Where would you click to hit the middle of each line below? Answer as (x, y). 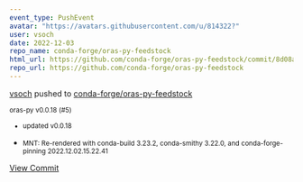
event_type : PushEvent (52, 18)
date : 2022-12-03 (42, 43)
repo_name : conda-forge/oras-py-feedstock (90, 51)
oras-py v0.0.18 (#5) (41, 110)
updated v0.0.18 (47, 126)
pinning (34, 151)
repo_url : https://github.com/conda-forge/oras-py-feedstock (127, 68)
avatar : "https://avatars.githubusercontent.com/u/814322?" (125, 26)
